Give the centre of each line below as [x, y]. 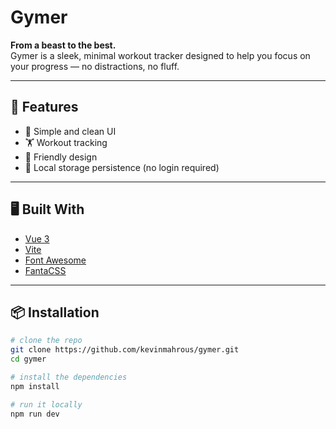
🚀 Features [44, 107]
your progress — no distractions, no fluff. [95, 66]
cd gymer [28, 359]
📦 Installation [55, 312]
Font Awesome [55, 260]
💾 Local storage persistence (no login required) [122, 167]
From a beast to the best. [63, 45]
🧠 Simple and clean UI [70, 131]
